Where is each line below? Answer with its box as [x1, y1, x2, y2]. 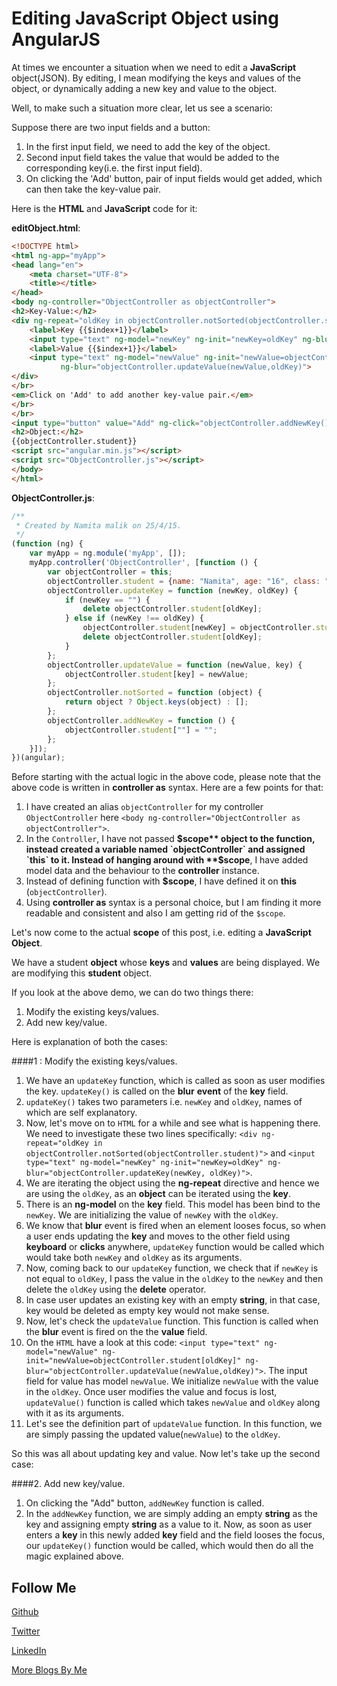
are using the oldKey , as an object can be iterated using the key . [25, 1188, 291, 1200]
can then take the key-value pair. [25, 183, 161, 195]
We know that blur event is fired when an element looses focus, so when [25, 1220, 326, 1232]
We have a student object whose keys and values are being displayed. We [11, 957, 321, 969]
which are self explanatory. [25, 1107, 138, 1119]
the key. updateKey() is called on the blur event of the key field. [25, 1085, 289, 1097]
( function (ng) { [11, 539, 84, 549]
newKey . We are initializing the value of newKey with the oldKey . [25, 1209, 279, 1221]
